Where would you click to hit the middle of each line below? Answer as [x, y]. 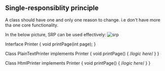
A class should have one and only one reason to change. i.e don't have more [83, 20]
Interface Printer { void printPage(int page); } [50, 44]
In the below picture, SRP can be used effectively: [56, 34]
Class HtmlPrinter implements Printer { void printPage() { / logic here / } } [78, 63]
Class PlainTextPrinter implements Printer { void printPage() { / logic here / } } [82, 53]
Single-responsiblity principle [52, 8]
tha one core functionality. [32, 25]
